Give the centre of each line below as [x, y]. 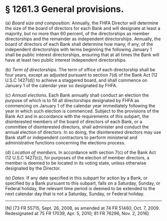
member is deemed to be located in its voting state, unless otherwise [76, 163]
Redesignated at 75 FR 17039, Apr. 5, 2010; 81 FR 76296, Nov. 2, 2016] [77, 213]
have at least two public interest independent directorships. [66, 60]
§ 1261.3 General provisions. [65, 9]
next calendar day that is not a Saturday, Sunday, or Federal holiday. [75, 194]
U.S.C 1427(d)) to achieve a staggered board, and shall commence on [76, 80]
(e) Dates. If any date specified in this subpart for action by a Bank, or [77, 178]
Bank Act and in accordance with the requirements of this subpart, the [77, 116]
